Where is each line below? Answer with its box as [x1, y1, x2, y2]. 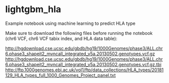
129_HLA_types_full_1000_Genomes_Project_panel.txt [5, 72, 116, 78]
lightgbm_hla [5, 4, 62, 15]
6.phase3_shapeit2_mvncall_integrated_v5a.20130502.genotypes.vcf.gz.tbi [5, 61, 161, 67]
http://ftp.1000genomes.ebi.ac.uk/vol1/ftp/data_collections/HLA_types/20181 [5, 67, 164, 73]
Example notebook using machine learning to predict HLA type [5, 20, 136, 26]
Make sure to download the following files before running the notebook [5, 30, 153, 36]
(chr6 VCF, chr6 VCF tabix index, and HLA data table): [5, 35, 118, 41]
